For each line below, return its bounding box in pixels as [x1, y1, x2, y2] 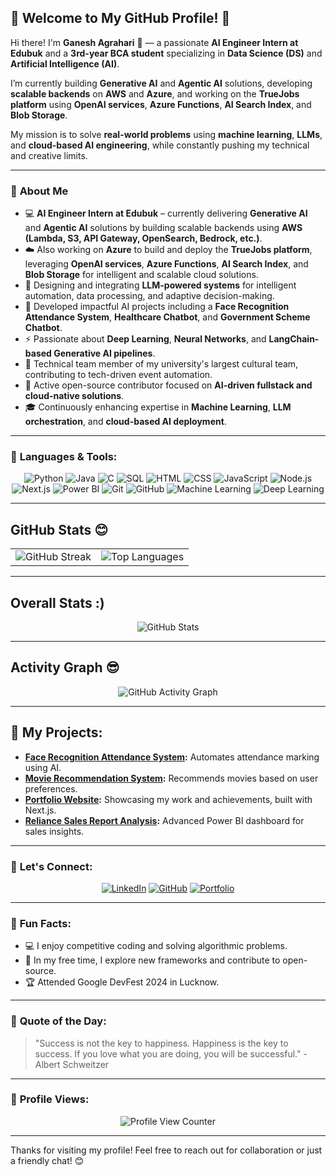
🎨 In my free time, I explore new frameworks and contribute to [24, 954, 281, 966]
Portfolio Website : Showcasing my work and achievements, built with [24, 793, 313, 805]
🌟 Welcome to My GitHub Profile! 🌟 [10, 10, 231, 27]
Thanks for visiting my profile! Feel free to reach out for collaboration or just [10, 1144, 323, 1156]
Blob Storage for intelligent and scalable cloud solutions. [24, 269, 259, 281]
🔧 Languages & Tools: [10, 450, 118, 464]
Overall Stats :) [10, 594, 105, 611]
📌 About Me [10, 184, 69, 198]
